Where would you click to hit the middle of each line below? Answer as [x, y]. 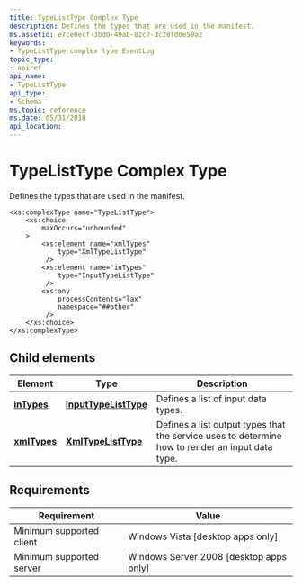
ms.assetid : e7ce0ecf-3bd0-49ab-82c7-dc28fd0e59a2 [106, 34]
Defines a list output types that [221, 424]
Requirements [49, 490]
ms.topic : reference [48, 110]
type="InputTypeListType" [106, 275]
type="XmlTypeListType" [102, 252]
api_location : [36, 127]
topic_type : [31, 59]
